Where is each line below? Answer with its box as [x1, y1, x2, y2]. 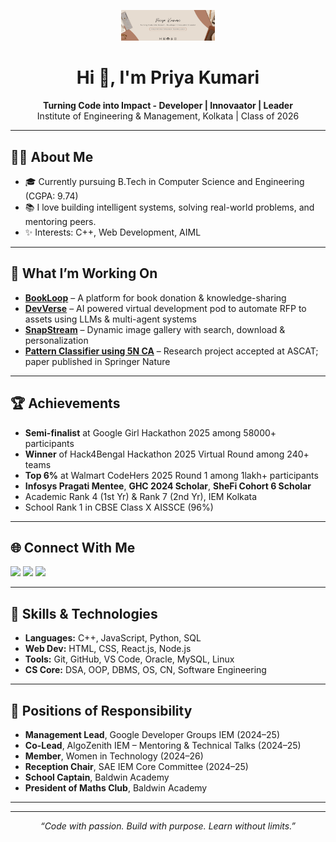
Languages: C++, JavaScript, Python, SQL [24, 632, 202, 644]
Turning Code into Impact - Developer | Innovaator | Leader [43, 100, 293, 112]
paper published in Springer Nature [24, 355, 171, 367]
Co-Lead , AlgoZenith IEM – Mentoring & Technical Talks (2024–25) [24, 740, 302, 752]
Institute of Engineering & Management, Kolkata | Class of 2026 [36, 110, 300, 122]
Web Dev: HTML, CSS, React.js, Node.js [24, 643, 192, 655]
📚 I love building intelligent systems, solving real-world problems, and [24, 201, 315, 213]
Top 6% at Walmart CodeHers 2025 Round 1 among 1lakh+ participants [24, 469, 319, 481]
